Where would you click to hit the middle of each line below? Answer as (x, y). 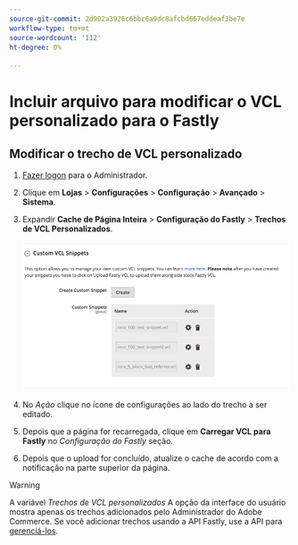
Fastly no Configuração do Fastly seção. (98, 441)
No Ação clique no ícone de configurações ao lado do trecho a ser (145, 405)
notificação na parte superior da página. (96, 468)
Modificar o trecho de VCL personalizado (126, 153)
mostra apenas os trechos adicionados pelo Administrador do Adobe (136, 512)
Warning (25, 485)
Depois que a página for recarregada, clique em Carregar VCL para (146, 432)
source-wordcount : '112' (55, 38)
